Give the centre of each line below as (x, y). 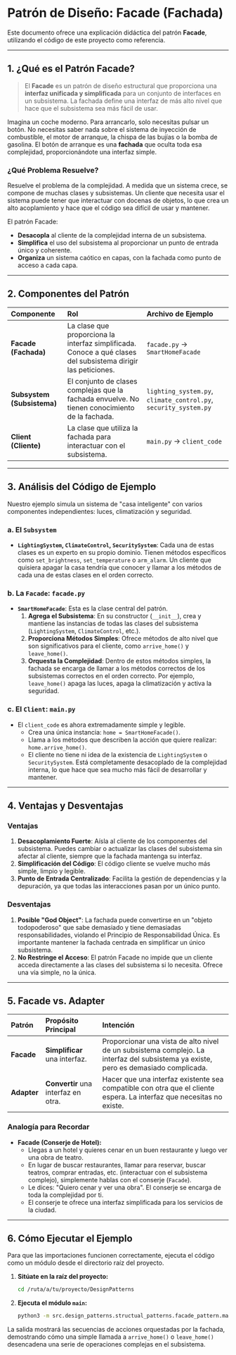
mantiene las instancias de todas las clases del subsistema (113, 624)
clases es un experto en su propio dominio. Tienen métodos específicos (122, 552)
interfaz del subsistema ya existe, (157, 1059)
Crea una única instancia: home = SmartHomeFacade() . (104, 732)
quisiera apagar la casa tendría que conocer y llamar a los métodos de (119, 567)
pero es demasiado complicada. (155, 1068)
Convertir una (69, 1084)
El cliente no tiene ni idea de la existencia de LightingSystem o (118, 754)
